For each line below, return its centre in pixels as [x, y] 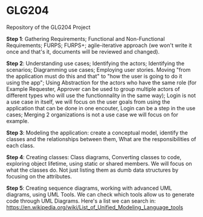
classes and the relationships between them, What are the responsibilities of [101, 139]
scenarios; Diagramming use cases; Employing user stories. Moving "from [98, 69]
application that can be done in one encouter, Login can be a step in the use [101, 108]
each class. [21, 145]
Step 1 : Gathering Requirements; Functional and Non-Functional [85, 39]
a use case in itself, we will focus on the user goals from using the [88, 102]
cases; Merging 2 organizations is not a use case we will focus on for [92, 115]
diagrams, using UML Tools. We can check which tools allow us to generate [100, 194]
